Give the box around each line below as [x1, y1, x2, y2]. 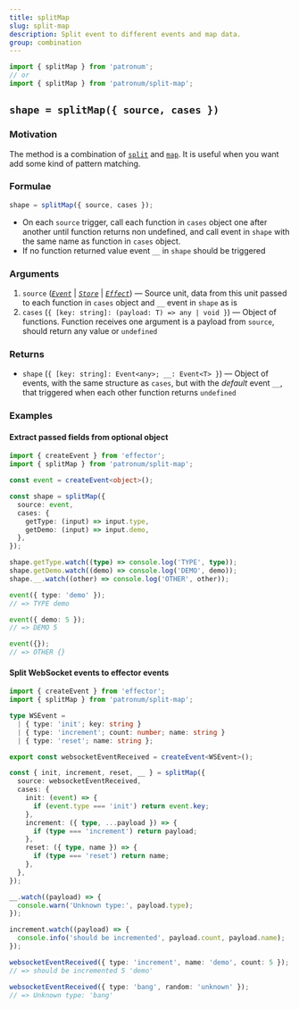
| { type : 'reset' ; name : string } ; [17, 736, 154, 746]
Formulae [9, 180, 52, 193]
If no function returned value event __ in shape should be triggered [21, 245, 266, 255]
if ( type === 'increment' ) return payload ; [32, 827, 198, 836]
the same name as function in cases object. [21, 236, 181, 246]
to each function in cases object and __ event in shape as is [21, 297, 238, 308]
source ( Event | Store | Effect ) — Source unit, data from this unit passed [21, 288, 287, 299]
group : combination [9, 38, 82, 47]
